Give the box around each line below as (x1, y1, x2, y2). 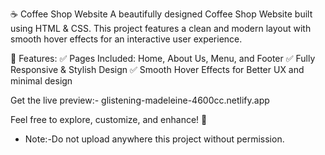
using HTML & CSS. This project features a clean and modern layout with (10, 23, 312, 34)
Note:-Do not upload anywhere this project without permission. (24, 133, 285, 145)
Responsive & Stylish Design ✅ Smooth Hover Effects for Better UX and (10, 64, 305, 75)
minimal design (10, 75, 73, 87)
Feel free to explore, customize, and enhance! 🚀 (10, 114, 208, 125)
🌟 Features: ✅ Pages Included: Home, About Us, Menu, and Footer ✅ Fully (10, 53, 316, 64)
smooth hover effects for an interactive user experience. (10, 33, 243, 45)
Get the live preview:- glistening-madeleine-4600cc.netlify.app (10, 94, 270, 106)
